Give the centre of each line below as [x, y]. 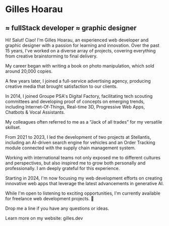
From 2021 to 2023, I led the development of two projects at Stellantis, [78, 137]
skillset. [13, 127]
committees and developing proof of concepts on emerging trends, [75, 101]
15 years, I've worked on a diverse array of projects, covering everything [80, 51]
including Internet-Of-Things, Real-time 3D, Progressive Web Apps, [75, 107]
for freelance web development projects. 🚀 [50, 199]
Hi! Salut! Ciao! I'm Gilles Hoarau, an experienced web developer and [77, 40]
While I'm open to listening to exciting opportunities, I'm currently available [83, 193]
